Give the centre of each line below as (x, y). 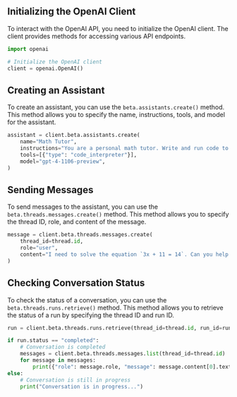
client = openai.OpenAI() (45, 68)
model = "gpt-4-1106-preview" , (63, 161)
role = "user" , (39, 248)
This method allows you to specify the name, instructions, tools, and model (116, 115)
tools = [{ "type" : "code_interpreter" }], (79, 154)
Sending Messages (50, 190)
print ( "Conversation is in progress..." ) (81, 386)
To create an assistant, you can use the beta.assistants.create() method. (116, 107)
